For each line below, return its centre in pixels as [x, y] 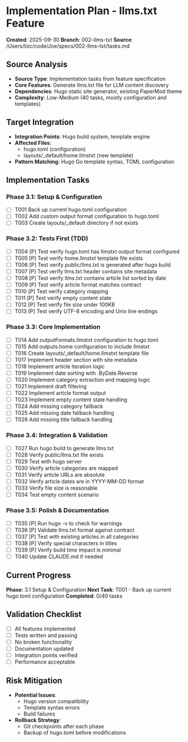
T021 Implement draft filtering [51, 387]
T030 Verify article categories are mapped [66, 468]
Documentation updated [44, 648]
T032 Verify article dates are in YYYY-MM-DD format [79, 482]
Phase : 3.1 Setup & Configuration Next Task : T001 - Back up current [89, 589]
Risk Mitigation [34, 681]
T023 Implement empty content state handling [71, 400]
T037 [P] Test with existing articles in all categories [77, 536]
